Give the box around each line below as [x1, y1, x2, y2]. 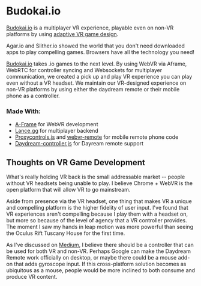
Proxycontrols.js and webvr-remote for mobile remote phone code [14, 133, 179, 141]
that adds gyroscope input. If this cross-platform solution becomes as [14, 260, 187, 268]
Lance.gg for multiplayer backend [14, 127, 99, 135]
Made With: [6, 107, 41, 115]
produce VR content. [6, 273, 58, 281]
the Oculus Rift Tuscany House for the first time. [6, 230, 125, 237]
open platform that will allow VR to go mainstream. [6, 186, 131, 193]
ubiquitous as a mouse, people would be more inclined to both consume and [6, 267, 196, 274]
